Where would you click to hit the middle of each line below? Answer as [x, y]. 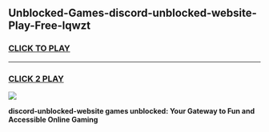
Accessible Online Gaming [53, 119]
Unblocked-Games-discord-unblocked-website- [133, 13]
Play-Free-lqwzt [50, 26]
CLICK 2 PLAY [36, 78]
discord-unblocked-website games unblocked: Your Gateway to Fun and [131, 110]
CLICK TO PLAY [39, 49]
